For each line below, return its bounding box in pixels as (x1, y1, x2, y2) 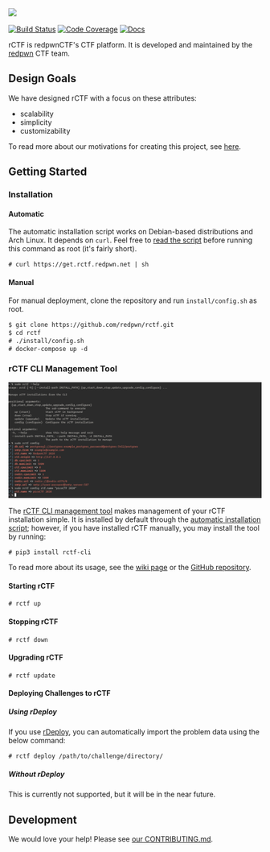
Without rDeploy (8, 769, 65, 779)
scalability (19, 109, 54, 118)
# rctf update (8, 672, 56, 680)
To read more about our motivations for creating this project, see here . (8, 141, 241, 151)
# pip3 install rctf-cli (8, 548, 92, 556)
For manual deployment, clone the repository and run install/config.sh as (8, 296, 257, 305)
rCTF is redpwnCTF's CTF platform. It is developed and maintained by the (8, 40, 253, 49)
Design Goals (8, 72, 76, 85)
